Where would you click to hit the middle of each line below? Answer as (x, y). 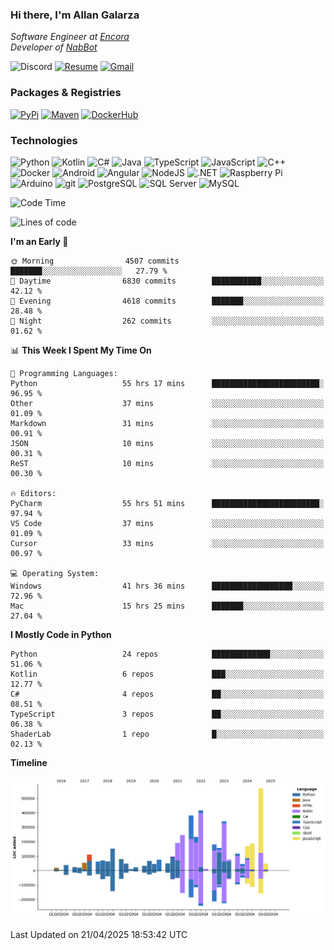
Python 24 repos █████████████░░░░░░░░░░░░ (167, 654)
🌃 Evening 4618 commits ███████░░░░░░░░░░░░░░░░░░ (167, 301)
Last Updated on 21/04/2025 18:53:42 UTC (99, 934)
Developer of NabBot (54, 47)
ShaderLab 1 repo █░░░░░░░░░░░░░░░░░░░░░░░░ (167, 734)
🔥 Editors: (33, 493)
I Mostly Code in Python (61, 634)
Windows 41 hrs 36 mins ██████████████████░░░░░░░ (167, 586)
